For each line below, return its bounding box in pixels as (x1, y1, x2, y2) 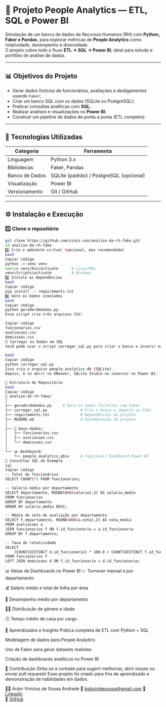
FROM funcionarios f (5, 554, 48, 559)
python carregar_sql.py (5, 362, 54, 367)
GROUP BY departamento (5, 499, 52, 504)
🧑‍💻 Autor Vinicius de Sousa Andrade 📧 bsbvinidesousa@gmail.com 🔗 (5, 686, 146, 692)
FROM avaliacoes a (5, 522, 43, 527)
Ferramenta (83, 147, 112, 154)
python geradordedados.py (5, 307, 58, 312)
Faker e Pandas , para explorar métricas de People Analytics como (5, 37, 142, 43)
